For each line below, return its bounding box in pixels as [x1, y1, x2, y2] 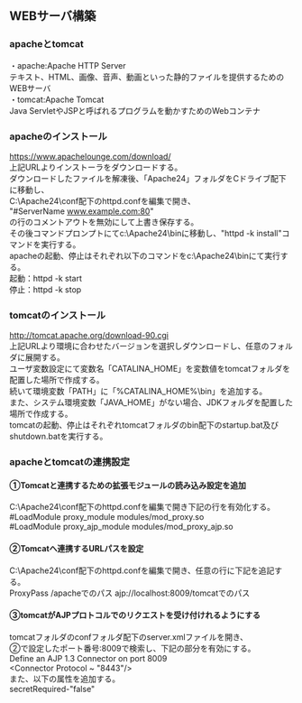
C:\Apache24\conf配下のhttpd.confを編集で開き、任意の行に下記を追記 [9, 565, 275, 576]
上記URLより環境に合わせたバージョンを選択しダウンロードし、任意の [9, 341, 270, 352]
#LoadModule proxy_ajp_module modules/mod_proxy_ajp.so [9, 522, 233, 532]
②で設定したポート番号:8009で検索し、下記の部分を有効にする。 [9, 643, 256, 653]
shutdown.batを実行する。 [9, 431, 108, 442]
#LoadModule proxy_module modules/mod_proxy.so [9, 512, 205, 523]
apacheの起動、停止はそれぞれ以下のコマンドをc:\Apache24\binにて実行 [9, 250, 281, 261]
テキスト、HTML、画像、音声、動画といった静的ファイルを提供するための [9, 71, 285, 82]
